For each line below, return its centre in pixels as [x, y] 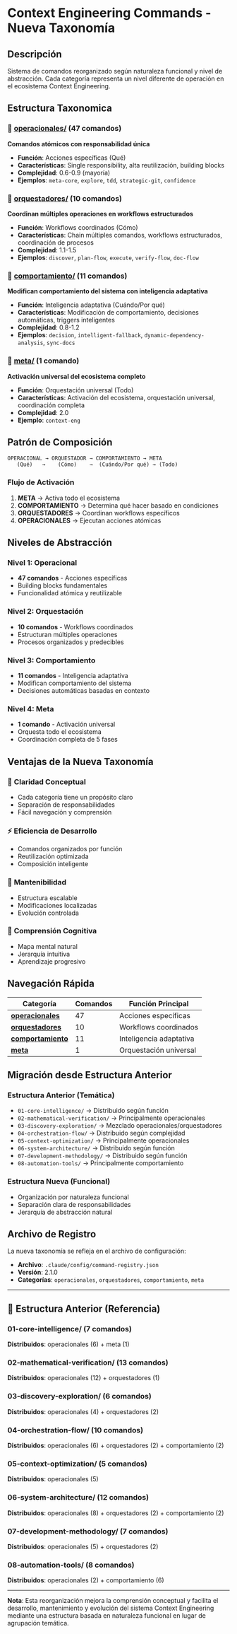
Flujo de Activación [41, 482]
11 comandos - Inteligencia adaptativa [73, 675]
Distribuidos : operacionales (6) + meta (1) [68, 1344]
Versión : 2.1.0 [37, 1272]
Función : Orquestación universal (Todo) [75, 390]
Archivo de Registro [52, 1234]
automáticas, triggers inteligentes [66, 320]
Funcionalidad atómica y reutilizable [69, 593]
